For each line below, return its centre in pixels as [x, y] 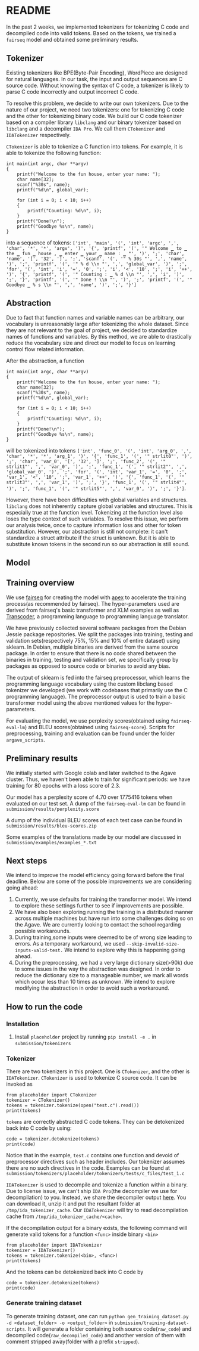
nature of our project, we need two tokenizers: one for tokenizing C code [95, 109]
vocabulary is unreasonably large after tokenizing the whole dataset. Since [97, 324]
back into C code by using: [39, 1128]
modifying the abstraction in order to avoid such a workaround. [92, 988]
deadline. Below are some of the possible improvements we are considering [99, 881]
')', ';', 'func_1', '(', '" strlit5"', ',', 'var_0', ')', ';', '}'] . [96, 488]
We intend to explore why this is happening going [125, 950]
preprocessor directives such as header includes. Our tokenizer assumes [96, 1162]
